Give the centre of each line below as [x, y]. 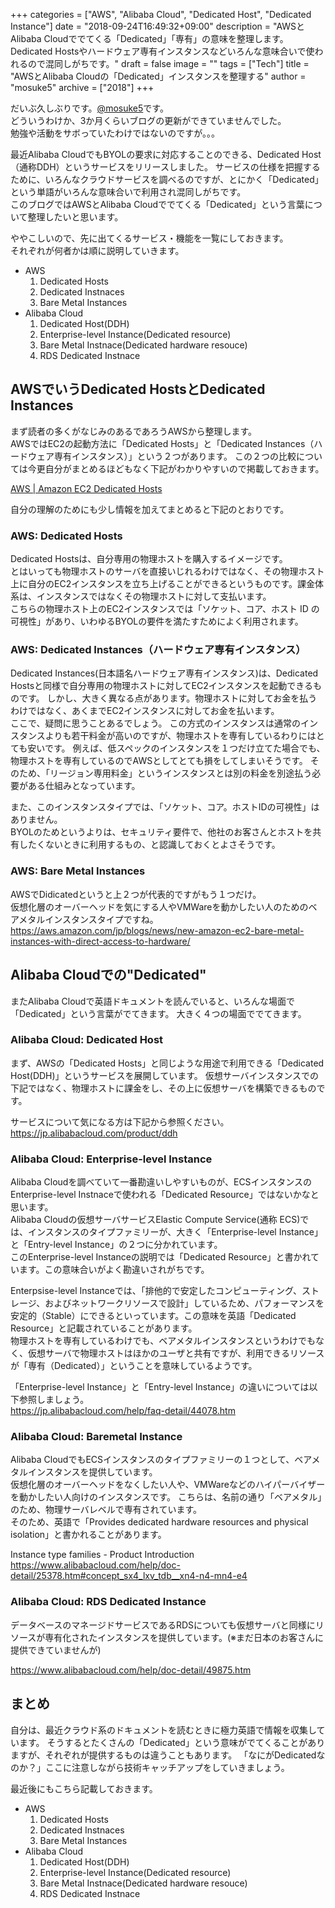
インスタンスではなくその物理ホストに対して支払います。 [154, 596]
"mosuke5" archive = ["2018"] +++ [82, 87]
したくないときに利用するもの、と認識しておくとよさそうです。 [149, 845]
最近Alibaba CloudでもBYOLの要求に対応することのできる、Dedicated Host [166, 154]
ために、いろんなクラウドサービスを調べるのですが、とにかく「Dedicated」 [167, 179]
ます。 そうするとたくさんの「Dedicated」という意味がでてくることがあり [172, 1742]
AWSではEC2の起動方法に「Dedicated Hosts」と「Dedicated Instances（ [162, 443]
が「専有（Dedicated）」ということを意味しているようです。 [134, 1366]
